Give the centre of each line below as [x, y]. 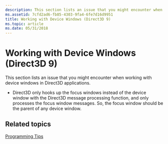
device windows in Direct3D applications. [48, 83]
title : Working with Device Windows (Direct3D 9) [58, 19]
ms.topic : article [24, 24]
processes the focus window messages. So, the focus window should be [88, 103]
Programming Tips [24, 136]
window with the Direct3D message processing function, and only [80, 98]
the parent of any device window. [47, 108]
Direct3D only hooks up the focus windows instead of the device [79, 92]
